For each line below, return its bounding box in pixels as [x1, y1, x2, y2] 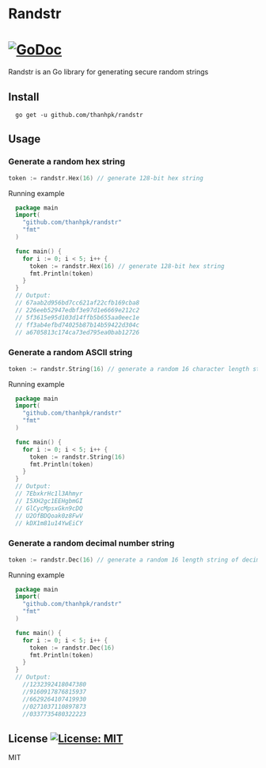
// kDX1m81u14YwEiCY [15, 519, 83, 527]
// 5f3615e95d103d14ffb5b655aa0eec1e [15, 313, 140, 321]
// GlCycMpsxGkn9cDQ [15, 504, 83, 513]
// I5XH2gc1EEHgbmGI [15, 497, 83, 505]
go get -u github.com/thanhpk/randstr [15, 111, 144, 119]
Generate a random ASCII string [8, 347, 133, 358]
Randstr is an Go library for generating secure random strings [8, 67, 209, 77]
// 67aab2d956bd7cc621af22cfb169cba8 [15, 299, 140, 307]
